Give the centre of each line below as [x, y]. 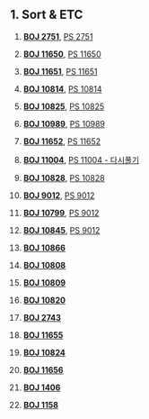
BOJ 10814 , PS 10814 [62, 88]
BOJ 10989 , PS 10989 [64, 123]
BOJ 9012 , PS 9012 [59, 195]
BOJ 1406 [42, 387]
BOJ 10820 [44, 300]
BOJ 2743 [42, 317]
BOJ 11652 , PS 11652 [62, 141]
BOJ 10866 [44, 248]
